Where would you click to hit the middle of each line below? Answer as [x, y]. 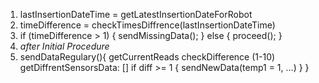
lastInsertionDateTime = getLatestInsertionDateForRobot [136, 14]
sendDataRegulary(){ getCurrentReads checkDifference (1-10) [147, 57]
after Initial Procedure [64, 46]
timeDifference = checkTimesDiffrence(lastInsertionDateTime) [147, 25]
